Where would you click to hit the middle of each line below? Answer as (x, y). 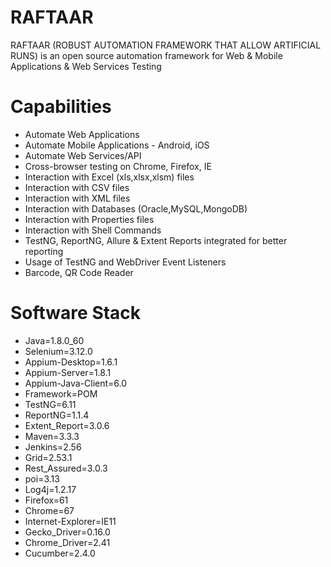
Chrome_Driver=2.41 (67, 542)
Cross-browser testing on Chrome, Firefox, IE (118, 166)
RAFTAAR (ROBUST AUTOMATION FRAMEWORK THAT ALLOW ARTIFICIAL (166, 45)
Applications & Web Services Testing (86, 66)
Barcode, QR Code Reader (79, 272)
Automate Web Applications (82, 134)
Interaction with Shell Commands (93, 230)
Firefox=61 (46, 500)
